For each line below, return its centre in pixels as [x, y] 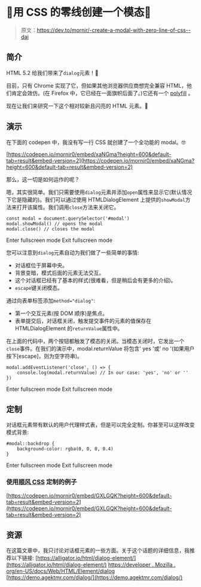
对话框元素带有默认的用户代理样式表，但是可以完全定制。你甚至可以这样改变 [100, 425]
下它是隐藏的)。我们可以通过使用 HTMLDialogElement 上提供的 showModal [96, 199]
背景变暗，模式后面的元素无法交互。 [60, 272]
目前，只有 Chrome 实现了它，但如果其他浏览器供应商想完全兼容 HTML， [97, 85]
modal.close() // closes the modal [51, 229]
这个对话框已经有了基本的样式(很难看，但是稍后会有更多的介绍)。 [95, 280]
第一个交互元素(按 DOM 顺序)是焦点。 [61, 313]
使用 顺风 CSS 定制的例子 [42, 482]
